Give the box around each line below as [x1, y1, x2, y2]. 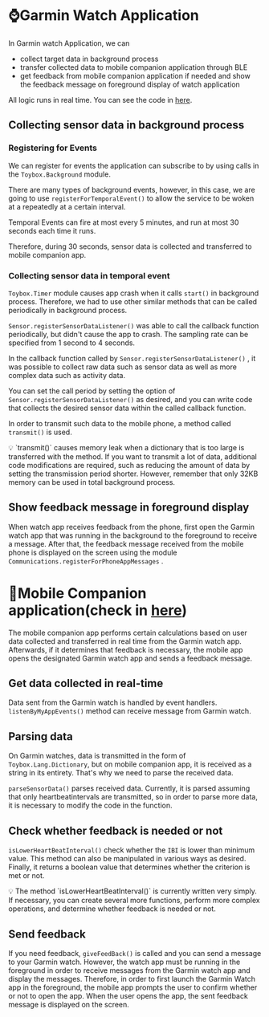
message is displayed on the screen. [8, 999, 130, 1009]
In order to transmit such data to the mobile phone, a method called [8, 418, 231, 428]
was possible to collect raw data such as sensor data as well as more [8, 362, 237, 372]
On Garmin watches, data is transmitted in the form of [8, 751, 186, 761]
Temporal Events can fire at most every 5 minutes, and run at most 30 [8, 218, 239, 227]
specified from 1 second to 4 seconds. [8, 338, 135, 348]
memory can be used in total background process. [8, 477, 175, 486]
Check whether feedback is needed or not [8, 824, 223, 837]
